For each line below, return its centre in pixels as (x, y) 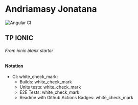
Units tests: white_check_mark (50, 87)
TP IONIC (19, 38)
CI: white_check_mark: (35, 77)
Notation (14, 66)
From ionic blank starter (29, 51)
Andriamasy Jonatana (51, 9)
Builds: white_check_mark (46, 82)
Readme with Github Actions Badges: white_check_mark (76, 98)
